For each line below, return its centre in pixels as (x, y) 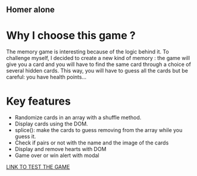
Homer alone (31, 10)
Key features (39, 101)
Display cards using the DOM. (51, 124)
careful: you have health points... (46, 77)
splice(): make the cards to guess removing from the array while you (98, 130)
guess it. (25, 137)
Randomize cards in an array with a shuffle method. (78, 118)
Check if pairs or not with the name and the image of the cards (92, 143)
